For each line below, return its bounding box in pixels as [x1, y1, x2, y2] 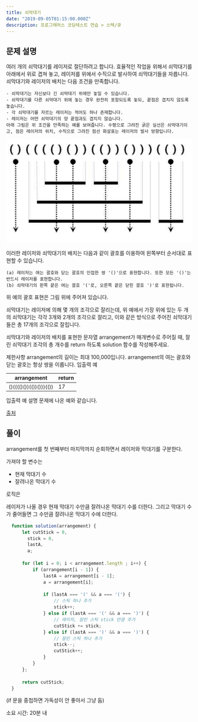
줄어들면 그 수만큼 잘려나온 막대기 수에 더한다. [12, 510, 118, 518]
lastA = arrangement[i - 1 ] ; [43, 573, 115, 579]
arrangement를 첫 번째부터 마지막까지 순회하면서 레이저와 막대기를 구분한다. [6, 445, 183, 453]
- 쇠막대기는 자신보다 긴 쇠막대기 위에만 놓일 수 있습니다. [6, 91, 130, 97]
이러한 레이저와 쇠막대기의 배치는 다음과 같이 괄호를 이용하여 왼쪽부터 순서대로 [6, 249, 186, 256]
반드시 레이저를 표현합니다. [6, 276, 63, 282]
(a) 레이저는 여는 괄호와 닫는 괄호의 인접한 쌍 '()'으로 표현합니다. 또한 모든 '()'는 [6, 269, 191, 275]
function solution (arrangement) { [11, 523, 96, 529]
